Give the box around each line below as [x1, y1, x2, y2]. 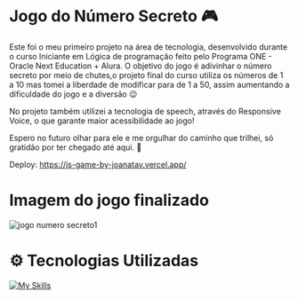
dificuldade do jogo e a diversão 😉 [9, 89, 138, 99]
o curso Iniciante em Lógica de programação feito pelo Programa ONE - [9, 51, 273, 61]
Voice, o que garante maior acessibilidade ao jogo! [9, 115, 195, 126]
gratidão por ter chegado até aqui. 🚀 [9, 142, 142, 153]
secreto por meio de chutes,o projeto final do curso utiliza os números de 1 [9, 69, 284, 80]
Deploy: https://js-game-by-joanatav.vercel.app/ [9, 159, 187, 169]
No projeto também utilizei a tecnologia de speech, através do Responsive [9, 106, 282, 116]
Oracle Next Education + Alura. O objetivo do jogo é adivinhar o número [9, 60, 272, 71]
